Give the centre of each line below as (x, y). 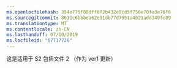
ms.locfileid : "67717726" (39, 40)
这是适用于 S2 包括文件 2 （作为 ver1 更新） (61, 59)
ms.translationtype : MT (37, 23)
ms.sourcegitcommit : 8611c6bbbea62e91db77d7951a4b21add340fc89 (89, 18)
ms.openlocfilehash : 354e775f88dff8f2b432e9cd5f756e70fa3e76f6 (89, 12)
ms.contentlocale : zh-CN (38, 29)
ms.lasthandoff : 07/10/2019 (42, 35)
